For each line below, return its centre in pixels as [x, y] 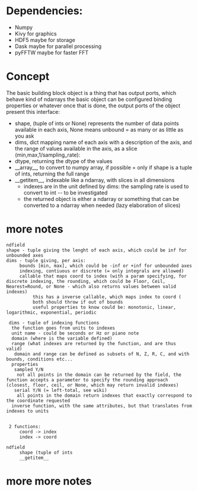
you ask [24, 136]
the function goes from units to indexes [63, 328]
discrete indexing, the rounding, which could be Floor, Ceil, [86, 281]
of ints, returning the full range [52, 174]
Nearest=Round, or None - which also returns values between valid [91, 286]
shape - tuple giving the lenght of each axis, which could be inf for [96, 250]
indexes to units [28, 411]
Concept [28, 77]
